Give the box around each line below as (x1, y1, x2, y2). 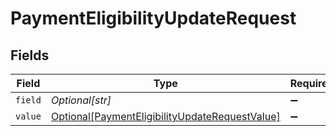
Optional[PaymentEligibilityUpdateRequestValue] (50, 110, 281, 123)
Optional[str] (50, 93, 112, 107)
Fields (10, 47, 50, 64)
